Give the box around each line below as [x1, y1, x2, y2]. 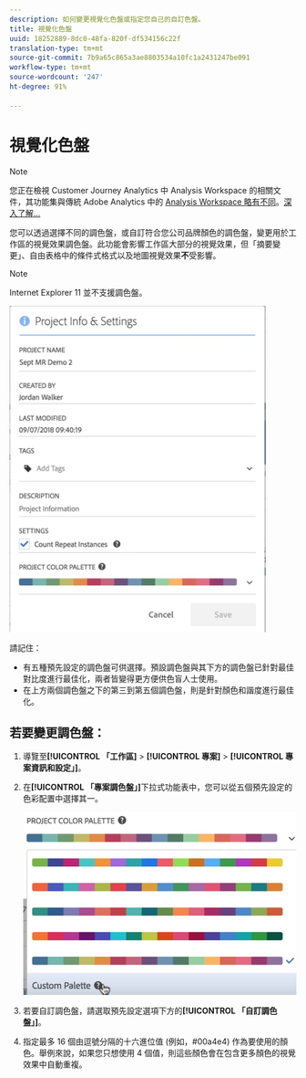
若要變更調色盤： [9, 725, 106, 740]
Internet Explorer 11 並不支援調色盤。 [9, 287, 148, 298]
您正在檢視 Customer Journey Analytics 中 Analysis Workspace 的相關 [9, 184, 273, 195]
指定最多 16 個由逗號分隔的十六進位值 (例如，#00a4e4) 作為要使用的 [22, 1036, 280, 1047]
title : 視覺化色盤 [9, 24, 73, 34]
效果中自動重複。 [22, 1059, 87, 1070]
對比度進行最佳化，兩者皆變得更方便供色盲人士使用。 [22, 673, 223, 684]
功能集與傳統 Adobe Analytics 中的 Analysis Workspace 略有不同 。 [33, 196, 284, 207]
